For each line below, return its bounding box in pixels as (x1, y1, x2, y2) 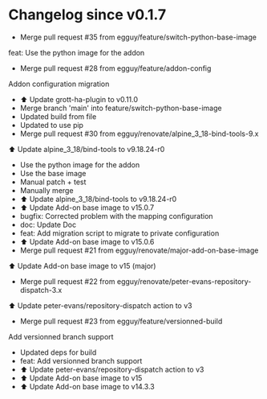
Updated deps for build (19, 348, 97, 357)
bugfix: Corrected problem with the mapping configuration (19, 211, 214, 220)
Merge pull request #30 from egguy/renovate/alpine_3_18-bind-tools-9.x (19, 129, 259, 138)
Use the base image (19, 168, 87, 178)
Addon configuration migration (8, 79, 110, 88)
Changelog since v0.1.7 (8, 6, 167, 24)
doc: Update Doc (19, 220, 77, 229)
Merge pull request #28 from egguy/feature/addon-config (19, 63, 212, 73)
